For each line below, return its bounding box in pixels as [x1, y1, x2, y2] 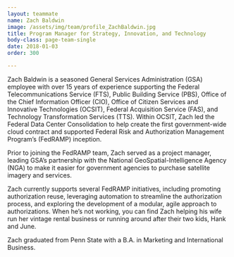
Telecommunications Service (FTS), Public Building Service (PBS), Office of [7, 89, 227, 99]
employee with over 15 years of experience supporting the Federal [7, 82, 200, 91]
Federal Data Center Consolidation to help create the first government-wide [7, 120, 227, 128]
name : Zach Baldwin [7, 17, 65, 24]
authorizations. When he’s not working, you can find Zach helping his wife [7, 207, 222, 215]
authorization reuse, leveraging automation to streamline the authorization [7, 192, 222, 201]
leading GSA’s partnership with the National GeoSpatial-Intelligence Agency [7, 156, 227, 164]
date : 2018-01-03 [7, 43, 58, 50]
